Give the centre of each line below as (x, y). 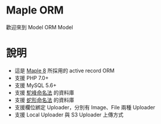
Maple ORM (35, 10)
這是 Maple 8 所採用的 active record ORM (64, 71)
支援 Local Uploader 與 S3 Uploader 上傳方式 (69, 115)
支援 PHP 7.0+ (31, 78)
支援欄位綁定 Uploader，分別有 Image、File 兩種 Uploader (85, 107)
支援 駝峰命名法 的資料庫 (44, 92)
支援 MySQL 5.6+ (35, 85)
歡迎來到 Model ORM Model (40, 27)
